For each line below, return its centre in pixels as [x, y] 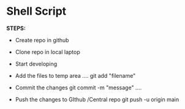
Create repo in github [42, 40]
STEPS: [16, 28]
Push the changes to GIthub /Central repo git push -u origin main [97, 99]
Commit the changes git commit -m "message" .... [78, 88]
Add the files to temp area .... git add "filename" [75, 75]
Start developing [36, 64]
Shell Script [36, 11]
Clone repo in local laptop [48, 52]
